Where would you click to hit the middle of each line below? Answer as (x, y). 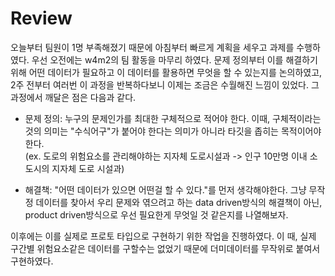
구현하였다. (32, 261)
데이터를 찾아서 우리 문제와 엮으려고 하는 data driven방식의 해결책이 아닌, (179, 202)
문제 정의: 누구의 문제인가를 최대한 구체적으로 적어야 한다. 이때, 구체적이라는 (173, 118)
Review (41, 18)
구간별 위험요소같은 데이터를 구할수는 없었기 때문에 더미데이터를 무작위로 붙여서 (165, 248)
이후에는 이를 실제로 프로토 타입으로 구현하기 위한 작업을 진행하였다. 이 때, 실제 (163, 236)
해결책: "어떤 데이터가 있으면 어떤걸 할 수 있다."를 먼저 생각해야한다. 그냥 (165, 189)
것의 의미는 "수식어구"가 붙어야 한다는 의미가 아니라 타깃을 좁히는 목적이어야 (173, 131)
